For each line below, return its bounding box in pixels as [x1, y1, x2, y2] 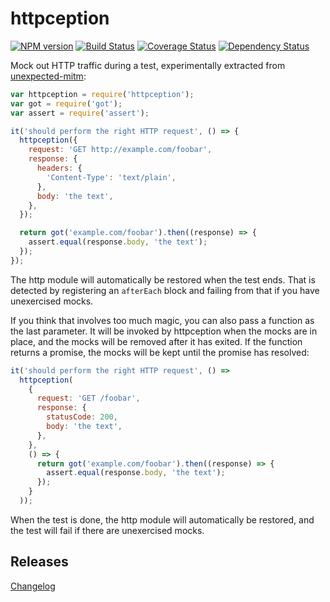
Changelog [10, 580, 56, 592]
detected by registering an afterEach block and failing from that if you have [10, 284, 320, 296]
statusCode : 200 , [46, 412, 118, 422]
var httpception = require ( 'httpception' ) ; [10, 89, 195, 99]
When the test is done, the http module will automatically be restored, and [10, 513, 315, 526]
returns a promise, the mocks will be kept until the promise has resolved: [10, 346, 310, 358]
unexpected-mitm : [10, 70, 87, 82]
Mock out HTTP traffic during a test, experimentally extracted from [10, 59, 286, 71]
